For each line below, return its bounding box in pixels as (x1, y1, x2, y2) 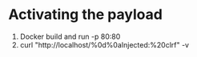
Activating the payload (8, 6, 163, 24)
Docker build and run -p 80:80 (19, 32, 121, 41)
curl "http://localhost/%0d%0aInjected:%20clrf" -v (19, 40, 190, 49)
